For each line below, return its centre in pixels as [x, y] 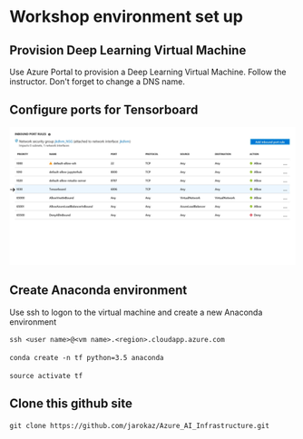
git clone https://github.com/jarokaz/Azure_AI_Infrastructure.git [140, 425]
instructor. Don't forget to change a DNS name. [98, 82]
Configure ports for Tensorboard [104, 110]
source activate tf [46, 376]
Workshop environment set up [126, 17]
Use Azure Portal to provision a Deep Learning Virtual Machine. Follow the [148, 72]
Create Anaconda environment [98, 291]
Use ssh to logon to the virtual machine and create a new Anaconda [136, 312]
